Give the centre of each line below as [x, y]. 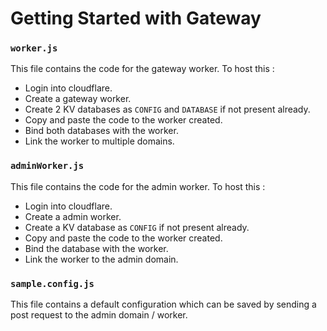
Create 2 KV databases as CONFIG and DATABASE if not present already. [167, 109]
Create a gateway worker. [78, 99]
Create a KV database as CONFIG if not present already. [137, 227]
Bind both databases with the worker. [101, 131]
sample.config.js [52, 283]
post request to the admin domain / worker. [99, 315]
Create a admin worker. [73, 216]
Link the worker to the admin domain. [101, 259]
